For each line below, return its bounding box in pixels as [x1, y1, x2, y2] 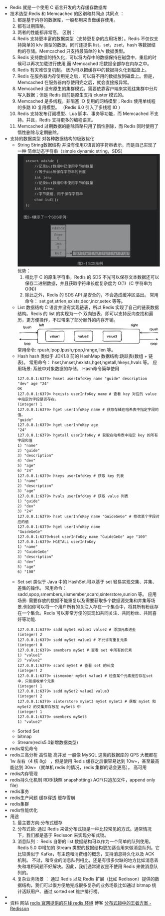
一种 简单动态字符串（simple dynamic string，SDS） [17, 148, 126, 154]
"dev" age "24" [17, 381, 49, 386]
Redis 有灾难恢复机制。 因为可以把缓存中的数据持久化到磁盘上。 [17, 67, 150, 72]
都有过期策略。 [17, 23, 48, 29]
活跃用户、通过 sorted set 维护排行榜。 [21, 888, 102, 894]
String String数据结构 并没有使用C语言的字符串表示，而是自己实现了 [17, 142, 157, 147]
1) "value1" [17, 652, 42, 657]
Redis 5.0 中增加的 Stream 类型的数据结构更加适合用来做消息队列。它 [17, 844, 160, 850]
